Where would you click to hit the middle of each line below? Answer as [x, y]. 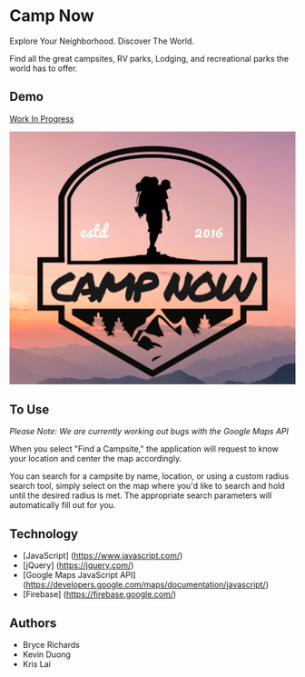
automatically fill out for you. [63, 505]
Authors [33, 623]
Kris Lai [37, 663]
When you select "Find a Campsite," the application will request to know [144, 449]
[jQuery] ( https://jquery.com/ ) [78, 565]
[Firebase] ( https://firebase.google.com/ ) [99, 594]
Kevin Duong [46, 654]
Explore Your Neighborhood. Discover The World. [102, 41]
